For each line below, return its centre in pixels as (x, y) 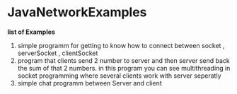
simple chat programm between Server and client (90, 83)
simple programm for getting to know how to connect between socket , (121, 45)
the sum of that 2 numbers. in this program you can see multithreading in (124, 68)
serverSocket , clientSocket (58, 53)
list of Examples (31, 32)
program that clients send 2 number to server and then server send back (123, 60)
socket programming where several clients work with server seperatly (119, 76)
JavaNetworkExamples (77, 12)
